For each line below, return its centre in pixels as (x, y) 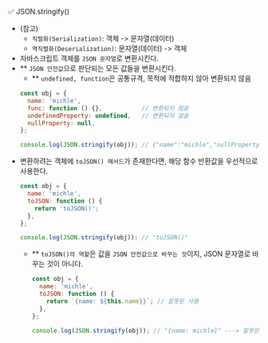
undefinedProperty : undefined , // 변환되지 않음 (108, 116)
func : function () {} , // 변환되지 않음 (108, 108)
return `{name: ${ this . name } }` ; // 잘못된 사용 (123, 301)
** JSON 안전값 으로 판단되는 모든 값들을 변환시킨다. (98, 68)
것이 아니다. (65, 264)
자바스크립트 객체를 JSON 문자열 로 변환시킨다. (89, 58)
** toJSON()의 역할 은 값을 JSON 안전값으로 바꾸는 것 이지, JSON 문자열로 (141, 254)
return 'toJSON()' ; (67, 208)
